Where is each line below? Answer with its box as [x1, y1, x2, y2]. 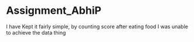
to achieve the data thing [6, 29, 66, 36]
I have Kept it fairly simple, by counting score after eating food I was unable [6, 23, 189, 30]
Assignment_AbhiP [6, 4, 101, 17]
